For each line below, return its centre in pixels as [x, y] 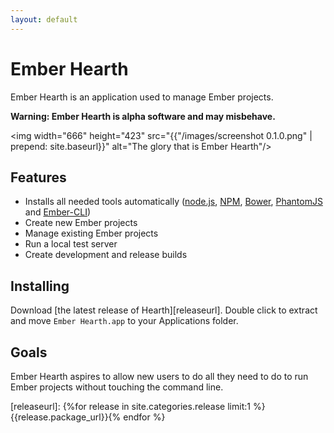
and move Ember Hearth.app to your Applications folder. [124, 321]
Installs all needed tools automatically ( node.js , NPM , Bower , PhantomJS [173, 202]
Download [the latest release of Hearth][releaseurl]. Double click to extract [164, 310]
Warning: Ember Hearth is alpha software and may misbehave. [143, 116]
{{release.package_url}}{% [66, 417]
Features [38, 177]
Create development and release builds [106, 255]
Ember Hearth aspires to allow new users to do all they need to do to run [159, 376]
